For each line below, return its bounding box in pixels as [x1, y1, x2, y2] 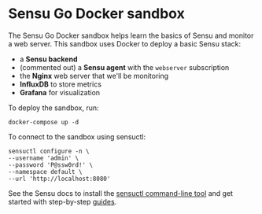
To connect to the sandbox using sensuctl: [8, 131, 146, 142]
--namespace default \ [8, 168, 83, 175]
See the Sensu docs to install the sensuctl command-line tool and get [8, 188, 234, 197]
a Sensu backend [19, 54, 78, 64]
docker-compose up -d [8, 118, 79, 126]
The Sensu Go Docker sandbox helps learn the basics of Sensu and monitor [8, 31, 254, 40]
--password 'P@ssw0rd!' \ [8, 160, 93, 169]
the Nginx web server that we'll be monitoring [19, 71, 169, 80]
